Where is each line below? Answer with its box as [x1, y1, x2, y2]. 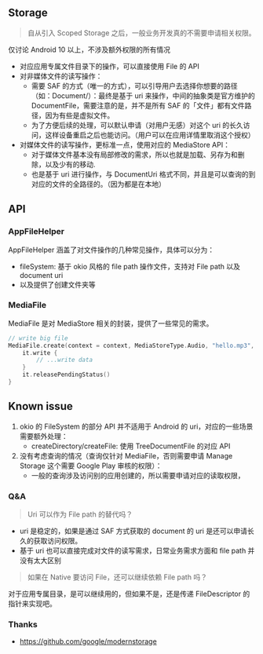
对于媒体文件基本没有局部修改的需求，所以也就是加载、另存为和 [31, 149, 238, 159]
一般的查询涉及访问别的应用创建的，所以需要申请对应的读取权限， [31, 470, 245, 480]
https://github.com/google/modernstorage [19, 637, 157, 646]
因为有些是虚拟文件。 [45, 110, 115, 120]
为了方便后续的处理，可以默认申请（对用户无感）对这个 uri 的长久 [31, 120, 243, 130]
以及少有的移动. [45, 159, 96, 169]
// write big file [8, 334, 68, 342]
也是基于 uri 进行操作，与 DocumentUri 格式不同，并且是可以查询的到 [31, 169, 256, 179]
